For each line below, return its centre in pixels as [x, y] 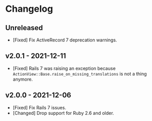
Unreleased [24, 28]
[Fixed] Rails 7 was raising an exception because [64, 68]
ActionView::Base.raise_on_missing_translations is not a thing [80, 74]
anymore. [23, 79]
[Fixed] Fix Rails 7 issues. [39, 107]
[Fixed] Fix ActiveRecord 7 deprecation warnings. [65, 40]
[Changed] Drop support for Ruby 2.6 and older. [63, 113]
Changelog [29, 9]
